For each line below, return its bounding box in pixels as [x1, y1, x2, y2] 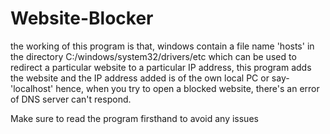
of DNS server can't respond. [10, 93, 132, 105]
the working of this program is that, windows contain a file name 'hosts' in [10, 40, 315, 52]
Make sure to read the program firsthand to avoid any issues [10, 112, 259, 124]
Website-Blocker [10, 7, 154, 30]
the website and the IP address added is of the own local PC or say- [10, 72, 290, 84]
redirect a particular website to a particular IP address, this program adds [10, 61, 312, 73]
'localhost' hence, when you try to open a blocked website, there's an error [10, 82, 320, 94]
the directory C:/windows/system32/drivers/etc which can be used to [10, 50, 297, 62]
